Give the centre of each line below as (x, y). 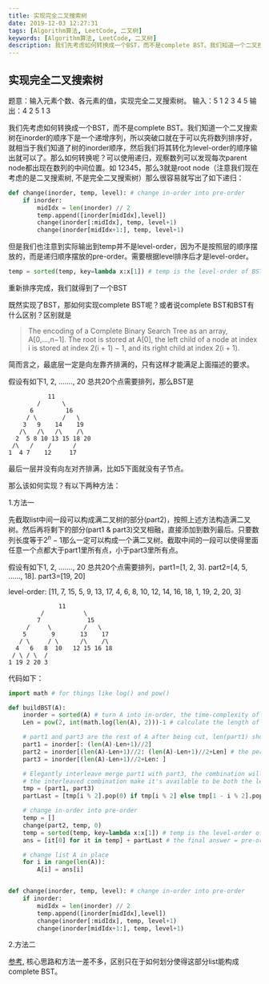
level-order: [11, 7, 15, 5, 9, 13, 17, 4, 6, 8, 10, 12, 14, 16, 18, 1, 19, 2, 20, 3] (125, 591)
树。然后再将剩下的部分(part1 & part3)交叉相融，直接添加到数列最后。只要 (130, 530)
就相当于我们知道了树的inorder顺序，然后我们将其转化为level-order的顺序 (129, 147)
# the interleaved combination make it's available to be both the (137, 781)
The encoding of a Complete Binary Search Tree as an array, (128, 331)
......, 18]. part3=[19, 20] (47, 576)
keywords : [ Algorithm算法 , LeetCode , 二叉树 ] (82, 38)
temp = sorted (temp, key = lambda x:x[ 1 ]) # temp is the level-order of (128, 272)
